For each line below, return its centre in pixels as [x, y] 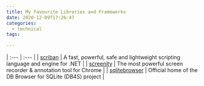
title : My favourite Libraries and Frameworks [66, 12]
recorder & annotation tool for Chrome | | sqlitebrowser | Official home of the [102, 70]
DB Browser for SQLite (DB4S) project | [55, 77]
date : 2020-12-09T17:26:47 [40, 18]
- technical [27, 29]
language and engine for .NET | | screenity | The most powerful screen [95, 64]
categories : [21, 23]
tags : [13, 35]
